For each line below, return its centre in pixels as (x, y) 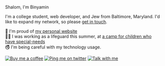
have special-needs (25, 42)
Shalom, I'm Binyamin (27, 7)
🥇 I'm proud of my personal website (41, 31)
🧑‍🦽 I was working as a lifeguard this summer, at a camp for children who (78, 36)
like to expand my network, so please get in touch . (56, 22)
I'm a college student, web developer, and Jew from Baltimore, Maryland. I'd (82, 16)
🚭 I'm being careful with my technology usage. (53, 47)
